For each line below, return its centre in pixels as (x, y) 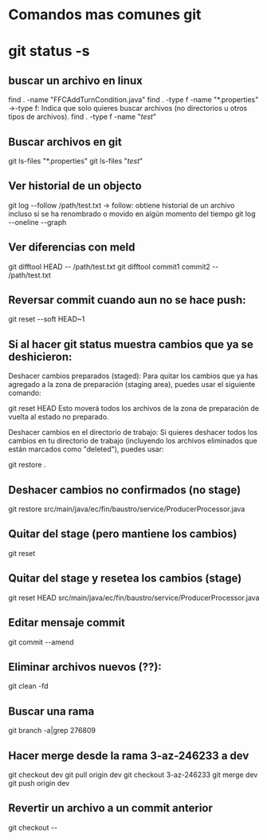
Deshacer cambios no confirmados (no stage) (125, 489)
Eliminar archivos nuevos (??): (85, 666)
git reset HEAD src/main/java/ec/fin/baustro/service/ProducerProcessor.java (134, 597)
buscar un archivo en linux (76, 80)
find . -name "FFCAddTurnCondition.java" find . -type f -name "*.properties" (133, 100)
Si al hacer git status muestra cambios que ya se (131, 344)
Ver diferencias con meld (72, 248)
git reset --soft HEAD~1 (47, 319)
